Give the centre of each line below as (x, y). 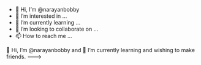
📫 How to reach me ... (44, 36)
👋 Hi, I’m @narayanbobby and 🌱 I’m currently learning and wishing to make (100, 50)
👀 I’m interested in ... (41, 16)
